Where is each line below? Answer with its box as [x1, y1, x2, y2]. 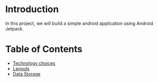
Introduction [5, 4, 59, 15]
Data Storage [12, 71, 41, 77]
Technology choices [12, 60, 56, 66]
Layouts [12, 65, 30, 71]
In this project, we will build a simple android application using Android [5, 20, 153, 26]
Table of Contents [5, 44, 83, 55]
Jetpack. [5, 25, 24, 31]
